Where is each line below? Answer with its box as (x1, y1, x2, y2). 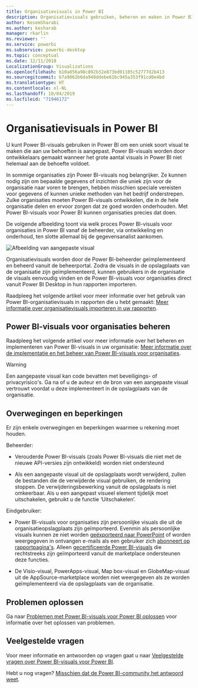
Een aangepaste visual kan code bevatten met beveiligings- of (6, 372, 157, 380)
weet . (6, 676, 20, 683)
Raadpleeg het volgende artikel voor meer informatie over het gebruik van (6, 292, 186, 299)
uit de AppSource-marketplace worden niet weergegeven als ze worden (14, 574, 190, 581)
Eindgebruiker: (6, 507, 42, 514)
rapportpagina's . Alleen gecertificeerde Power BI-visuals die (14, 544, 162, 551)
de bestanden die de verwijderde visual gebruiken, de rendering (14, 477, 171, 484)
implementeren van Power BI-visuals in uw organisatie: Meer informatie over (6, 343, 192, 350)
